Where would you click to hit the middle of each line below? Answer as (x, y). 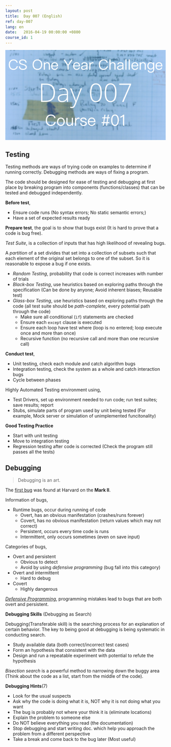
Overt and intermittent (36, 572)
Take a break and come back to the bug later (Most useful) (74, 739)
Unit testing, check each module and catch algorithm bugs (74, 364)
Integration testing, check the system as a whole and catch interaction (86, 369)
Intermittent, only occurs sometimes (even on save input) (80, 537)
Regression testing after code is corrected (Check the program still (82, 447)
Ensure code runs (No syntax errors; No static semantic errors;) (79, 213)
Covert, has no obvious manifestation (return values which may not (91, 520)
